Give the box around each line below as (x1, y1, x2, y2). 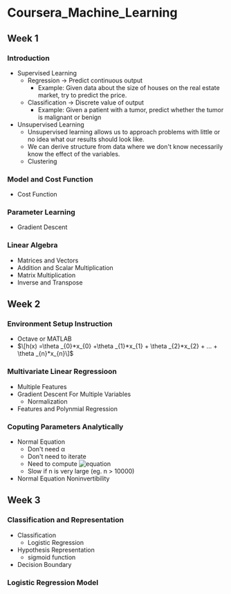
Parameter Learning (7, 208, 76, 217)
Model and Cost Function (7, 174, 93, 184)
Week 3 (7, 494, 41, 506)
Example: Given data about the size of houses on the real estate (37, 83, 220, 91)
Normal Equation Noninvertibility (17, 474, 110, 483)
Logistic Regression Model (7, 577, 99, 587)
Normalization (27, 397, 68, 406)
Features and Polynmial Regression (17, 404, 118, 413)
